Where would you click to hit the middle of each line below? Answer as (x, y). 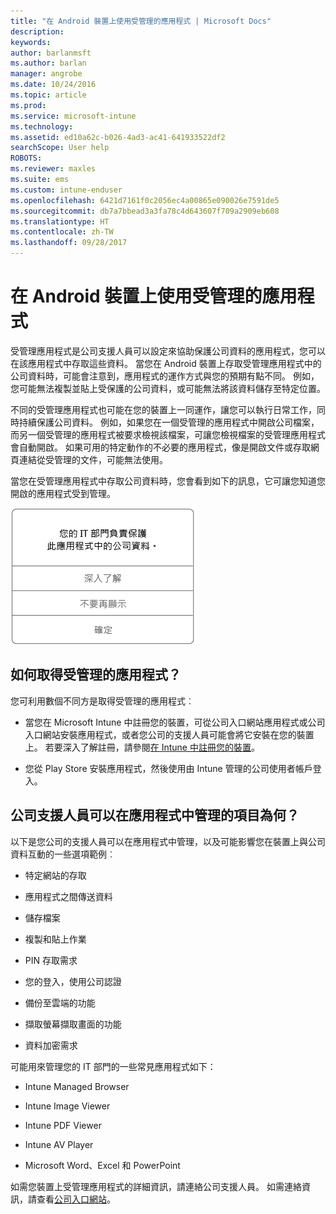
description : (37, 31)
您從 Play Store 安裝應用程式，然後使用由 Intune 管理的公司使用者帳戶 (168, 768)
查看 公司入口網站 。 (76, 1199)
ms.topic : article (48, 95)
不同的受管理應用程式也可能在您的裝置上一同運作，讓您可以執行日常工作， (163, 409)
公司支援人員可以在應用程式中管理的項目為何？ (155, 815)
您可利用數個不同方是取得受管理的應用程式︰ (102, 701)
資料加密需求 (51, 1045)
